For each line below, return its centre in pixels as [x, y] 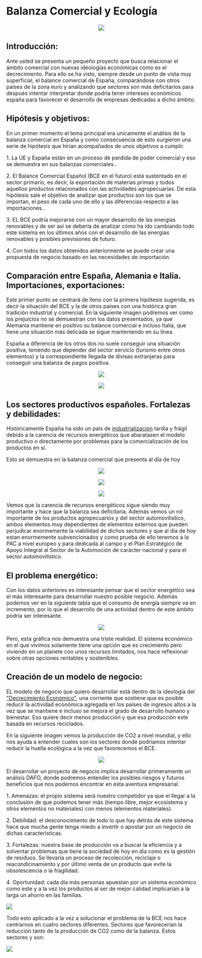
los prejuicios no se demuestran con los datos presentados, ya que [90, 319]
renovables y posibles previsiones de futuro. [61, 239]
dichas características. [34, 833]
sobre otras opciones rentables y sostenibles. [63, 658]
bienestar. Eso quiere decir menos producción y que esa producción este [97, 717]
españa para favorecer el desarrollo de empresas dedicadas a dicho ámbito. [101, 99]
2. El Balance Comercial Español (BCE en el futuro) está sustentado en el [96, 176]
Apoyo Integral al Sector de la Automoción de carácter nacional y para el [96, 550]
